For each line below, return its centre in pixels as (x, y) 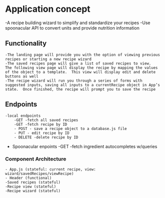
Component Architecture (36, 159)
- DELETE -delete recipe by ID (46, 137)
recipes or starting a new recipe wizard (48, 59)
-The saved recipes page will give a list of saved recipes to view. (78, 63)
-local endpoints (23, 116)
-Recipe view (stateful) (31, 186)
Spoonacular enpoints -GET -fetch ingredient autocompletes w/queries (85, 146)
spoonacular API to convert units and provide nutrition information (72, 28)
